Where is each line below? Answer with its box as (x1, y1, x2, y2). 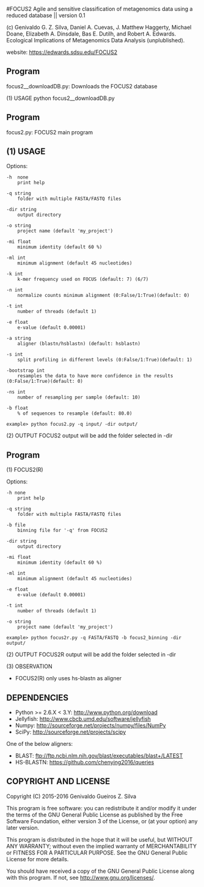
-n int (6, 287, 23, 293)
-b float (6, 405, 29, 412)
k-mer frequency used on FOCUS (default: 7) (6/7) (17, 276, 149, 283)
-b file (6, 522, 26, 528)
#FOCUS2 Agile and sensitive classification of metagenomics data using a (6, 6, 193, 12)
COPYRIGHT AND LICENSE (6, 776, 111, 787)
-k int (6, 271, 23, 277)
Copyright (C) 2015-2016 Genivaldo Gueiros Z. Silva (6, 793, 136, 800)
